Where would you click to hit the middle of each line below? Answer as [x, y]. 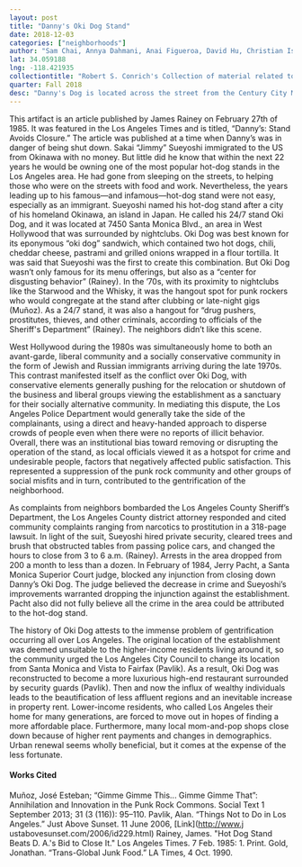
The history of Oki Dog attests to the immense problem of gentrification [142, 630]
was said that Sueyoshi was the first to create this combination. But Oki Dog [150, 262]
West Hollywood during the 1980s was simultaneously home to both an [141, 347]
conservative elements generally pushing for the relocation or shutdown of [147, 384]
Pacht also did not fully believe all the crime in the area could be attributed [147, 603]
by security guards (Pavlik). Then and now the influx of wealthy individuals [147, 687]
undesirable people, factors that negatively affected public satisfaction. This [150, 461]
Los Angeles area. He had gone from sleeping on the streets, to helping [142, 176]
